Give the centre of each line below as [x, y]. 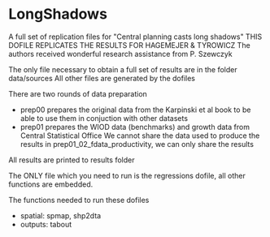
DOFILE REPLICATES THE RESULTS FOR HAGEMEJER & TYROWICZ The [129, 45]
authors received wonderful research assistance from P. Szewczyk [121, 54]
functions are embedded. [51, 184]
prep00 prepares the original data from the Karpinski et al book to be [135, 110]
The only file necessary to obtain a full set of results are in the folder [123, 69]
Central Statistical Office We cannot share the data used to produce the [140, 136]
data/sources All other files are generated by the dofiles [102, 78]
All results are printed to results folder [72, 160]
